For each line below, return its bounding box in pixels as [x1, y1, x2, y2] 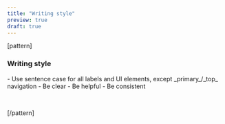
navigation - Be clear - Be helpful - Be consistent [7, 82, 146, 90]
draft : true [7, 23, 41, 30]
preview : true [7, 17, 48, 23]
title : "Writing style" [7, 10, 76, 17]
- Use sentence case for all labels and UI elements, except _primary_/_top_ [7, 74, 218, 83]
